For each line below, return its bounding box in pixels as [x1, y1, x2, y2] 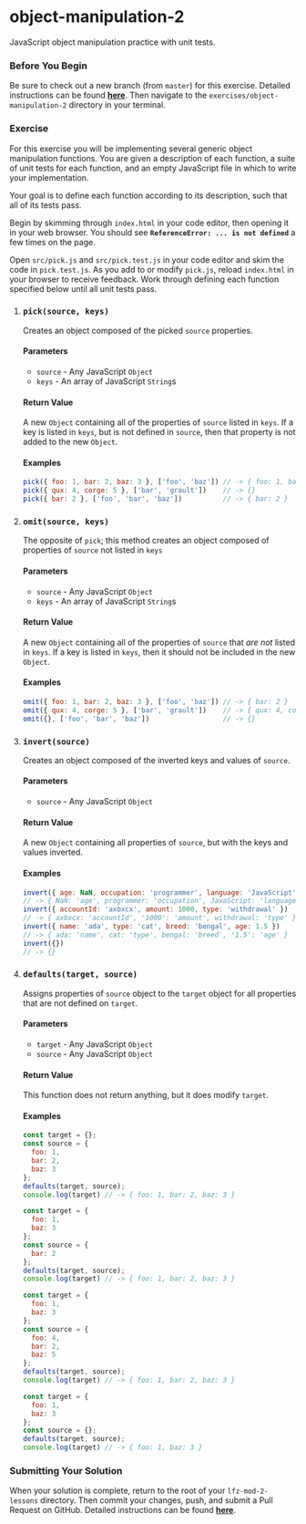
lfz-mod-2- [227, 1487, 269, 1497]
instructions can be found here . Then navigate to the [9, 89, 208, 101]
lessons [9, 1497, 39, 1506]
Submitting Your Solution [9, 1464, 123, 1477]
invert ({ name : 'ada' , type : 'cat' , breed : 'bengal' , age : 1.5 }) [22, 922, 280, 931]
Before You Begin [9, 59, 88, 72]
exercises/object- [209, 91, 280, 101]
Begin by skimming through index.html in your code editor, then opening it [9, 217, 289, 228]
